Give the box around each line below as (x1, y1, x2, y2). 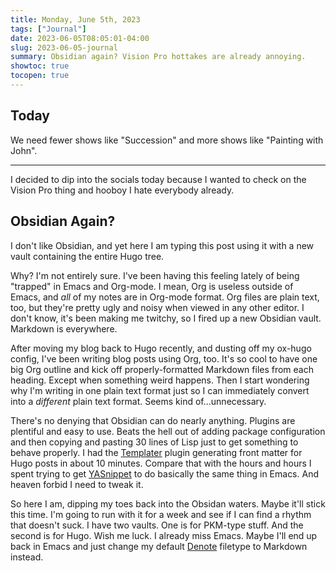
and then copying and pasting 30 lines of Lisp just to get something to (10, 436, 299, 448)
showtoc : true (10, 61, 70, 71)
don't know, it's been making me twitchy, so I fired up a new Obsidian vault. (10, 312, 322, 324)
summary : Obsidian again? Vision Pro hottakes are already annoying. (10, 52, 307, 62)
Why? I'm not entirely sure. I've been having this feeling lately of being (10, 269, 300, 281)
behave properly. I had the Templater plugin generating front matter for (10, 446, 303, 458)
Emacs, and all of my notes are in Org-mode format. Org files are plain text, (10, 291, 320, 303)
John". (10, 144, 38, 156)
